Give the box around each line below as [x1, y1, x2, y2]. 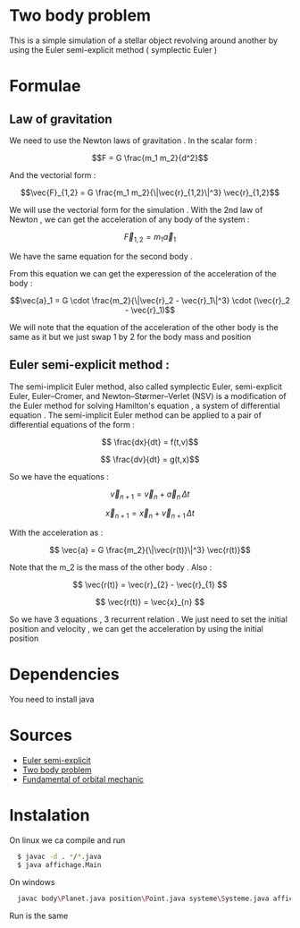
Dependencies [9, 664, 120, 685]
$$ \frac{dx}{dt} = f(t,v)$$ [101, 436, 199, 447]
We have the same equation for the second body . [9, 251, 194, 261]
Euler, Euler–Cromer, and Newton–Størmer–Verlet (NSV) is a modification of [9, 390, 287, 401]
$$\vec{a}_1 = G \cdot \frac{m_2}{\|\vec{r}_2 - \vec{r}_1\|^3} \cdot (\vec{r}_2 [10, 294, 290, 305]
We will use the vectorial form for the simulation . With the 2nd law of [9, 204, 263, 215]
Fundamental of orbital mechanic [21, 774, 145, 785]
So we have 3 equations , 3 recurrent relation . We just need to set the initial [9, 614, 288, 625]
